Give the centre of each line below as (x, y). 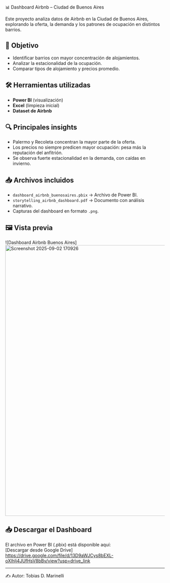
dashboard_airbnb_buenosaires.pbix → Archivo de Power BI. (75, 195)
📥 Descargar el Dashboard (49, 530)
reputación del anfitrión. (38, 153)
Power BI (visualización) (38, 100)
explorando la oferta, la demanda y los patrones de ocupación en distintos (83, 24)
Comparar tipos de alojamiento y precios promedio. (66, 68)
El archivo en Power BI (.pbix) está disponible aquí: (58, 544)
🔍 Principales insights (41, 128)
